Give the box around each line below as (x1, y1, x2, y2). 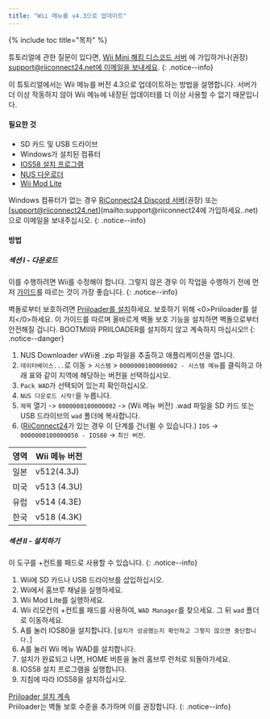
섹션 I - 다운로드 (8, 255, 58, 265)
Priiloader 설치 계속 (8, 692, 71, 701)
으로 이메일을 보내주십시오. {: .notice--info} (8, 215, 147, 225)
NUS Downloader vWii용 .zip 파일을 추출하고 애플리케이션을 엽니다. (19, 351, 235, 360)
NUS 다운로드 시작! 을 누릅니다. (19, 391, 112, 401)
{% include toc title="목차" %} (8, 35, 108, 44)
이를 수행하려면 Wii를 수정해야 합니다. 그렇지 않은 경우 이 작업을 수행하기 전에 (8, 277, 251, 287)
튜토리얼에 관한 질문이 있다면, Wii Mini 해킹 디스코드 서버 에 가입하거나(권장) (8, 52, 248, 61)
